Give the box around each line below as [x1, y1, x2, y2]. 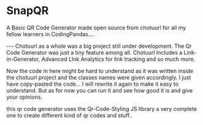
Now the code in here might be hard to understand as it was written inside [6, 67, 194, 74]
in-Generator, [6, 55, 40, 63]
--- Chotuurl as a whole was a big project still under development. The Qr [6, 42, 192, 50]
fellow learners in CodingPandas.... [6, 30, 95, 37]
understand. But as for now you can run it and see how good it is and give [6, 86, 193, 94]
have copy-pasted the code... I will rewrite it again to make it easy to [6, 80, 179, 88]
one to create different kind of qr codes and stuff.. [6, 112, 133, 119]
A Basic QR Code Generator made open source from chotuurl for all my [6, 24, 186, 31]
